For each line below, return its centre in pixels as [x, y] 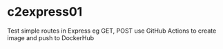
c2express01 [45, 12]
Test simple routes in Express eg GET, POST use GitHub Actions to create [112, 31]
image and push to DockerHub [51, 37]
